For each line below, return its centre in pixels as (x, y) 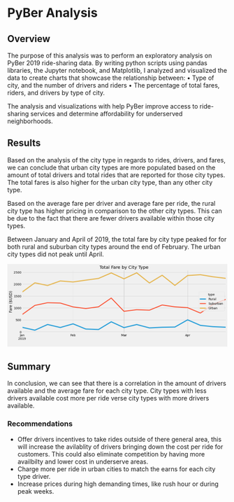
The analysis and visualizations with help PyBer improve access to (103, 106)
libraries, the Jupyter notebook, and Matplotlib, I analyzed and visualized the (117, 70)
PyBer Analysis (52, 13)
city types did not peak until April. (56, 254)
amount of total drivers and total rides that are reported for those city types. (116, 175)
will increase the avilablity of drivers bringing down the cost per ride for (120, 447)
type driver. (34, 476)
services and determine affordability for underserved (107, 114)
